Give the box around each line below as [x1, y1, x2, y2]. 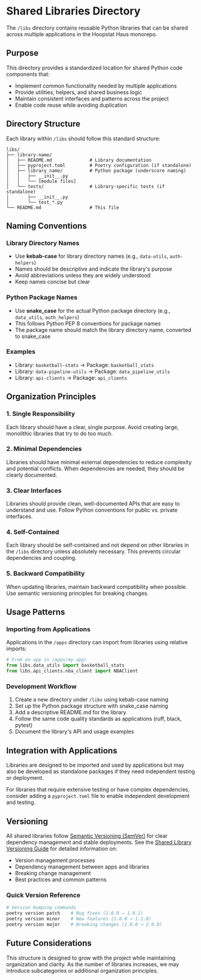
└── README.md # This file [6, 204, 119, 210]
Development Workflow [6, 682, 77, 691]
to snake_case [14, 333, 51, 340]
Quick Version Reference [6, 891, 81, 899]
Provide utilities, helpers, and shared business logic [14, 89, 142, 96]
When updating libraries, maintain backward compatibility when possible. [6, 583, 188, 590]
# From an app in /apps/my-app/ [6, 657, 87, 663]
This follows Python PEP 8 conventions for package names [14, 319, 161, 327]
